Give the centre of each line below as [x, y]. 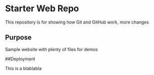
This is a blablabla [23, 68]
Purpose [18, 37]
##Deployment [20, 59]
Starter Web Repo [42, 9]
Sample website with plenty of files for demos [52, 49]
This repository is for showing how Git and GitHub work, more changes [77, 22]
